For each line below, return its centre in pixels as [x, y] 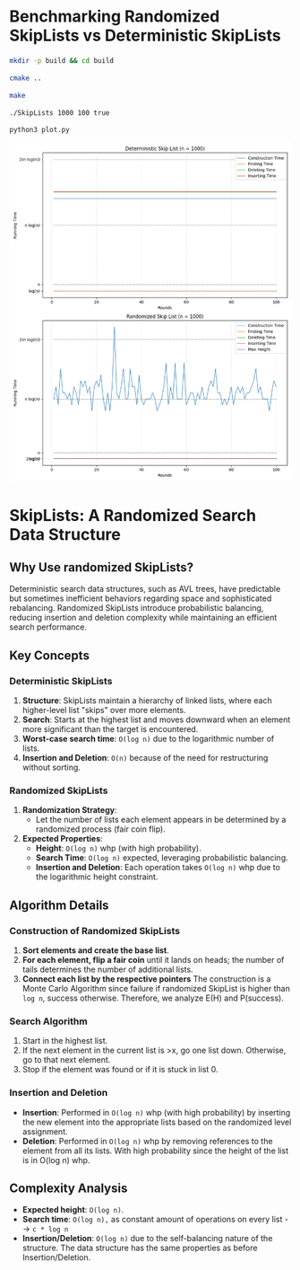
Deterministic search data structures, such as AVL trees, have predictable [145, 589]
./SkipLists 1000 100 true [60, 113]
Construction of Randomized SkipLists [95, 930]
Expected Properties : [62, 839]
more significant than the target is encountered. [110, 729]
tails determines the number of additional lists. [108, 970]
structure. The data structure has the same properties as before [140, 1248]
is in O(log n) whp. [56, 1160]
